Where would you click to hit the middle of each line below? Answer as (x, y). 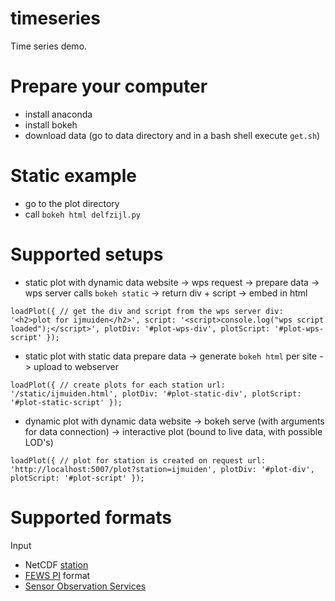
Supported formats (91, 517)
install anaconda (58, 114)
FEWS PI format (57, 575)
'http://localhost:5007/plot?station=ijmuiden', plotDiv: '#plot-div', (162, 469)
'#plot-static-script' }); (66, 402)
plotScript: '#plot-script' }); (77, 478)
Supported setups (87, 254)
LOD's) (39, 442)
